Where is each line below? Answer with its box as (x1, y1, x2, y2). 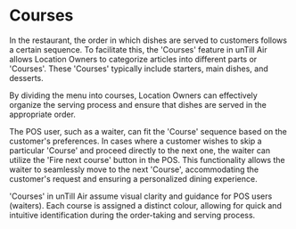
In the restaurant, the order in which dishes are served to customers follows (9, 35, 288, 45)
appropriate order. (9, 109, 76, 119)
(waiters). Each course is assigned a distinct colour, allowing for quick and (9, 200, 283, 210)
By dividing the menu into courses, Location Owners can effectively (9, 90, 259, 101)
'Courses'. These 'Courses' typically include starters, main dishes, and (9, 63, 269, 74)
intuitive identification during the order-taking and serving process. (9, 209, 256, 220)
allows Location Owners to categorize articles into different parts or (9, 53, 258, 64)
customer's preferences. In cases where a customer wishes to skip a (9, 135, 262, 146)
